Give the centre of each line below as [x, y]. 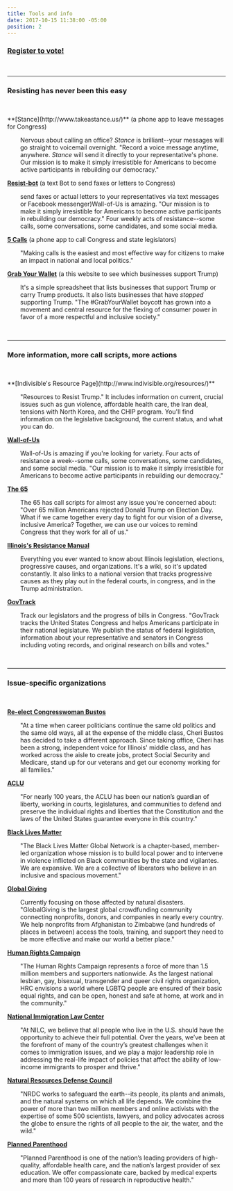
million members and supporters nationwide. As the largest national [117, 973]
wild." [28, 1131]
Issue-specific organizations [57, 683]
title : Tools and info [40, 14]
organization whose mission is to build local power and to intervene [127, 853]
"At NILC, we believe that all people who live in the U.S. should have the [122, 1030]
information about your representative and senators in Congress [112, 638]
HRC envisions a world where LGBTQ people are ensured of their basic [121, 988]
